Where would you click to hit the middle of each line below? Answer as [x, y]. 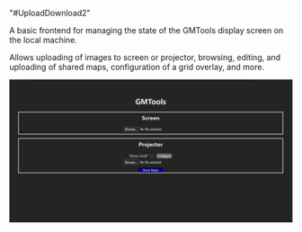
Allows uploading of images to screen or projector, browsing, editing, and [145, 57]
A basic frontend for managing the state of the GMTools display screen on [147, 30]
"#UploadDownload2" [50, 13]
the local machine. [44, 40]
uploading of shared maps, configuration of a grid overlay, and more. [137, 67]
